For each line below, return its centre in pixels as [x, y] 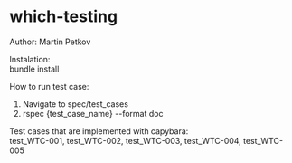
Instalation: [30, 59]
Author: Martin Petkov [50, 42]
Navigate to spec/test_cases [75, 104]
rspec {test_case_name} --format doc [93, 113]
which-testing [64, 17]
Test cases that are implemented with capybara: [99, 131]
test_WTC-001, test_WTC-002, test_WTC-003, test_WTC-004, [125, 140]
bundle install [34, 69]
